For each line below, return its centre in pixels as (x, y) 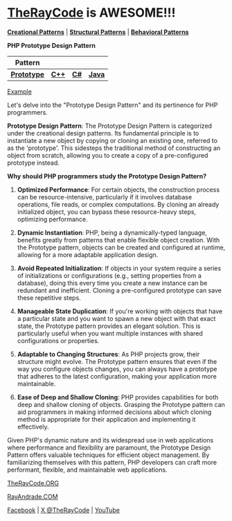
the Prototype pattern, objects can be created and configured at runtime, (121, 247)
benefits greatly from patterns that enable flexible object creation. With (118, 240)
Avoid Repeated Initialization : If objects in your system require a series (119, 268)
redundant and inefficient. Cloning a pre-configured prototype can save (119, 290)
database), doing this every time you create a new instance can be (112, 283)
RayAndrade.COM (33, 496)
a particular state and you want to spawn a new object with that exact (116, 318)
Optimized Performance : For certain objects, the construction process (118, 190)
